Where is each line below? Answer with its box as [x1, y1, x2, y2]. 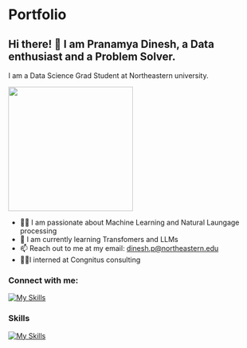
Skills [8, 313, 30, 324]
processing [19, 226, 57, 236]
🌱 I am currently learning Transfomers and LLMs [19, 235, 178, 244]
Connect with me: [8, 275, 79, 286]
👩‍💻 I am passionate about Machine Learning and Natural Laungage [19, 217, 240, 227]
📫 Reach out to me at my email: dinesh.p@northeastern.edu [19, 244, 219, 252]
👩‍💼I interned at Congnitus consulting [19, 255, 141, 264]
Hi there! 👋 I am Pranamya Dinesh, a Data [8, 37, 215, 51]
